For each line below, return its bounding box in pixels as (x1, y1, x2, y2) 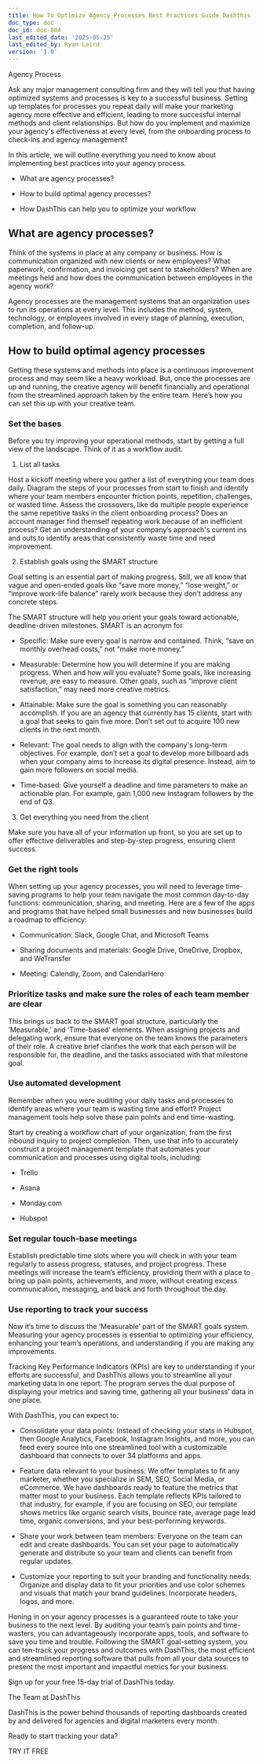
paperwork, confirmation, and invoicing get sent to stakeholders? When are (8, 264, 253, 273)
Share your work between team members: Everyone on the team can (19, 1532, 243, 1541)
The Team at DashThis (8, 1693, 81, 1702)
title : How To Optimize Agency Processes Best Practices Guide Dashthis (8, 11, 251, 20)
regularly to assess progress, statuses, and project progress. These (8, 1259, 227, 1269)
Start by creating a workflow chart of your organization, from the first (8, 1127, 232, 1136)
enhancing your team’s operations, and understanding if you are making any (8, 1338, 254, 1348)
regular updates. (19, 1557, 73, 1566)
